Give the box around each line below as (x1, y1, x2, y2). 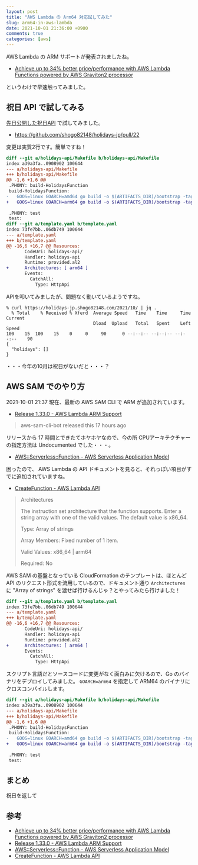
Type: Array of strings (20, 525, 74, 532)
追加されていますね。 (16, 473, 68, 480)
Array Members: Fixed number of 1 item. (20, 537, 118, 544)
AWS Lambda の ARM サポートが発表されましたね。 (6, 53, 133, 60)
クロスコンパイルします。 (6, 685, 68, 692)
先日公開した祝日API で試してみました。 (6, 119, 104, 126)
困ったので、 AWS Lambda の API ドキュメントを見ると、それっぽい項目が (6, 465, 187, 472)
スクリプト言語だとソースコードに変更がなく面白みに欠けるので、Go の (6, 670, 180, 677)
